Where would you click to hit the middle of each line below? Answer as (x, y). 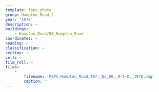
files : (12, 67)
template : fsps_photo (28, 10)
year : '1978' (19, 19)
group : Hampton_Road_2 (29, 15)
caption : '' (37, 81)
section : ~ (17, 53)
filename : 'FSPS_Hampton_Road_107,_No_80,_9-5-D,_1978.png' (89, 77)
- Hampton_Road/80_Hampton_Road (49, 34)
